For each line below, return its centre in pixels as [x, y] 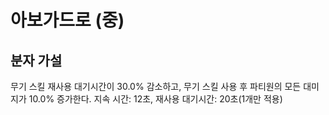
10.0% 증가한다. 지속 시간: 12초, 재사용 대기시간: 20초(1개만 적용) [155, 99]
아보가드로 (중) [67, 20]
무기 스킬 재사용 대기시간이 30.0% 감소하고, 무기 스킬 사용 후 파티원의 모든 [156, 86]
